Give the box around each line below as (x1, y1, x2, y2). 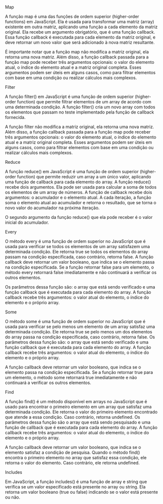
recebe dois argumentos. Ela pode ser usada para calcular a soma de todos (5, 184, 157, 190)
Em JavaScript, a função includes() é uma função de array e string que (5, 479, 147, 485)
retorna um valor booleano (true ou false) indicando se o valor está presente (5, 489, 158, 495)
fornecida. (5, 115, 26, 120)
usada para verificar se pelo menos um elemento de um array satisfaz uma (5, 324, 155, 330)
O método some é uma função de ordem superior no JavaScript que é (5, 319, 146, 324)
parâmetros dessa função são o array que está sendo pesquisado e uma (5, 419, 151, 425)
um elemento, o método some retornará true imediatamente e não (5, 375, 137, 380)
